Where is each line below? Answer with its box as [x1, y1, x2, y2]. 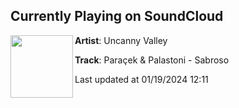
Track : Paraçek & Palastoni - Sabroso [74, 54, 230, 66]
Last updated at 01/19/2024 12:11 [74, 73, 209, 85]
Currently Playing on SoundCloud [10, 8, 224, 25]
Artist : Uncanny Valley [74, 34, 168, 46]
